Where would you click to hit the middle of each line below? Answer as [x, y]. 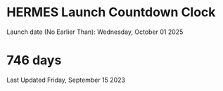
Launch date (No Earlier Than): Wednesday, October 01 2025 [95, 32]
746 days [34, 60]
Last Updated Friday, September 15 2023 [66, 80]
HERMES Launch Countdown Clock [111, 12]
